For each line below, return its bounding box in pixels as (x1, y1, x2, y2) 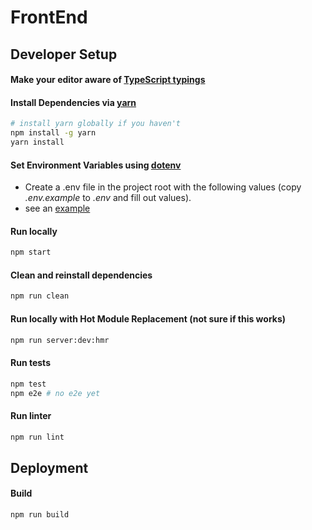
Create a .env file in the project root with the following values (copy (24, 181, 302, 193)
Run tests (10, 357, 51, 369)
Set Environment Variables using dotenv (10, 159, 182, 171)
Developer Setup (10, 46, 118, 63)
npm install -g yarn (10, 128, 97, 138)
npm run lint (10, 432, 65, 442)
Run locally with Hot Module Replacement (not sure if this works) (10, 312, 287, 325)
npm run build (10, 510, 70, 520)
